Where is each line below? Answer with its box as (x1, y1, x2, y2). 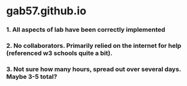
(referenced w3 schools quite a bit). (6, 49, 113, 57)
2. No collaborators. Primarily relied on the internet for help (6, 42, 182, 50)
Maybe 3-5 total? (6, 72, 58, 81)
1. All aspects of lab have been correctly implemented (6, 26, 166, 34)
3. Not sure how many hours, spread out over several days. (6, 64, 182, 73)
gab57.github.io (6, 4, 87, 18)
